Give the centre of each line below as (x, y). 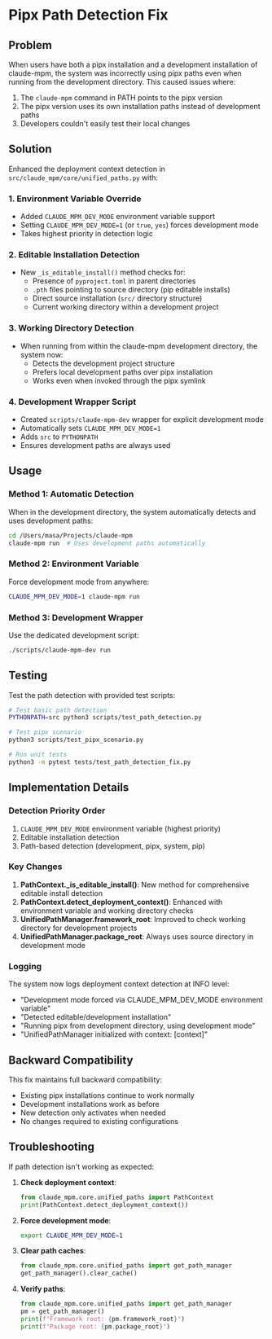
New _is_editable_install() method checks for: (103, 272)
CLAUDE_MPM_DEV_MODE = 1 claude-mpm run (74, 596)
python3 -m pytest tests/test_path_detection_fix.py (100, 762)
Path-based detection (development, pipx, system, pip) (113, 845)
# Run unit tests (38, 755)
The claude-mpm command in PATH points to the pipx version (121, 98)
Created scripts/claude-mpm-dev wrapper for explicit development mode (142, 419)
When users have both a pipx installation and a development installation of (133, 64)
